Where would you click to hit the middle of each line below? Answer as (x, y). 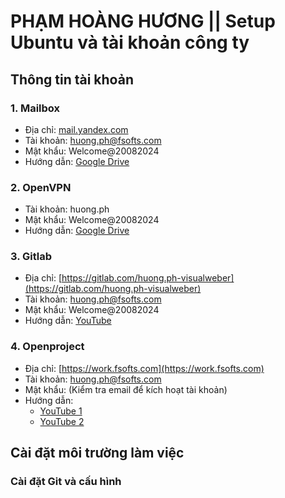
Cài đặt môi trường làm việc (97, 453)
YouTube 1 (61, 411)
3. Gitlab (31, 257)
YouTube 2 (62, 421)
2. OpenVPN (41, 187)
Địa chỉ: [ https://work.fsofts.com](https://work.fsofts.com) (144, 368)
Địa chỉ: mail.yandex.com (76, 129)
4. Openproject (47, 347)
